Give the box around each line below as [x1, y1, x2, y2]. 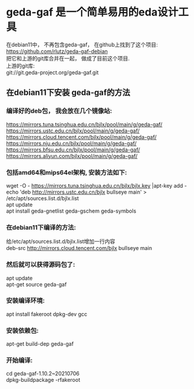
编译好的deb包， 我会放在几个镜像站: [6, 107, 113, 115]
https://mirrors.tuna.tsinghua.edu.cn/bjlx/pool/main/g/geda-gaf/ [6, 121, 163, 128]
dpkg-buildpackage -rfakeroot [6, 377, 81, 384]
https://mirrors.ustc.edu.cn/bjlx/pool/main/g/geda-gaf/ [6, 127, 140, 134]
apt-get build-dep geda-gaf [6, 340, 74, 347]
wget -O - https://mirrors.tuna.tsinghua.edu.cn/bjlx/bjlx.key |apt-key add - [6, 182, 187, 189]
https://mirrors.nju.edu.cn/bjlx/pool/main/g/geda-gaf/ [6, 140, 137, 147]
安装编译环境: [6, 296, 45, 305]
